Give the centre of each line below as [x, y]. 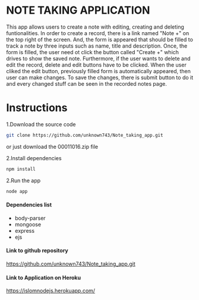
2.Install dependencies [34, 158]
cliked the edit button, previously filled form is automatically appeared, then [99, 71]
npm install [21, 169]
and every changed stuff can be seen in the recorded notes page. [87, 83]
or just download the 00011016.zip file [52, 146]
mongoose [28, 224]
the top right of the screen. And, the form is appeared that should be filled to [99, 39]
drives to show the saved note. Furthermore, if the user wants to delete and [99, 58]
